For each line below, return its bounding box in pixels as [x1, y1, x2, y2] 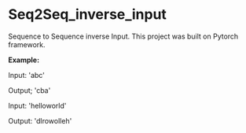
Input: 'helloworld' [8, 101, 67, 110]
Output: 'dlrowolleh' [8, 116, 72, 125]
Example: [8, 55, 40, 65]
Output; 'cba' [8, 85, 51, 95]
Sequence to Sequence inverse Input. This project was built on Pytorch [8, 31, 239, 41]
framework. [8, 39, 46, 49]
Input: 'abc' [8, 70, 46, 79]
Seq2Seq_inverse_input [8, 6, 167, 24]
